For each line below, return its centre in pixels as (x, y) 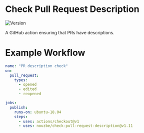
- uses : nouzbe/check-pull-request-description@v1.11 (76, 126)
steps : (21, 117)
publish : (19, 107)
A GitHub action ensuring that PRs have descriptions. (60, 32)
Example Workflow (45, 53)
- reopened (30, 94)
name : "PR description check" (37, 66)
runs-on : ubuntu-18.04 (38, 112)
